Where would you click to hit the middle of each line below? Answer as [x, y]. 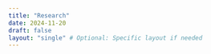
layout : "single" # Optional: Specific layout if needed [105, 38]
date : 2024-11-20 [37, 23]
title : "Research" [39, 15]
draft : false [30, 30]
